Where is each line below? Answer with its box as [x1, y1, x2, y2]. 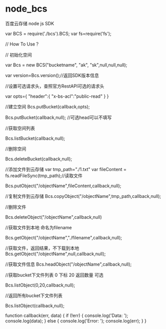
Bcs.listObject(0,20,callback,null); [5, 282, 76, 288]
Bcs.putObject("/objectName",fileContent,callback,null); [5, 183, 122, 189]
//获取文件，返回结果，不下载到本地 [5, 245, 80, 251]
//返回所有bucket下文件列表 [5, 292, 63, 299]
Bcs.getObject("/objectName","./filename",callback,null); [5, 234, 123, 240]
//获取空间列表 [5, 125, 35, 131]
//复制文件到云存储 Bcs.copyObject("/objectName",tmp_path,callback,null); [5, 193, 161, 199]
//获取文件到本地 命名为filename [5, 224, 72, 230]
